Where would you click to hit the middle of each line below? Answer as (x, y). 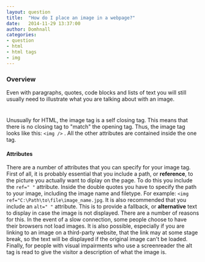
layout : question (28, 12)
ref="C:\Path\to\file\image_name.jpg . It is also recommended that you (96, 200)
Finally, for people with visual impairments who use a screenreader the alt (99, 245)
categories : (21, 35)
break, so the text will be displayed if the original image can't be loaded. (97, 239)
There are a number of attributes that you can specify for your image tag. (99, 168)
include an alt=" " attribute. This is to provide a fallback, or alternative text (102, 207)
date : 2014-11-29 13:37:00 (43, 23)
